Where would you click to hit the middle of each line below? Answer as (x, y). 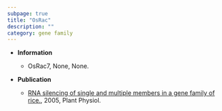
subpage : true (28, 14)
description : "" (31, 26)
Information (35, 53)
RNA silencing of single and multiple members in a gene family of (121, 93)
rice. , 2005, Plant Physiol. (64, 101)
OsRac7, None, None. (58, 66)
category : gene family (40, 33)
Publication (34, 80)
